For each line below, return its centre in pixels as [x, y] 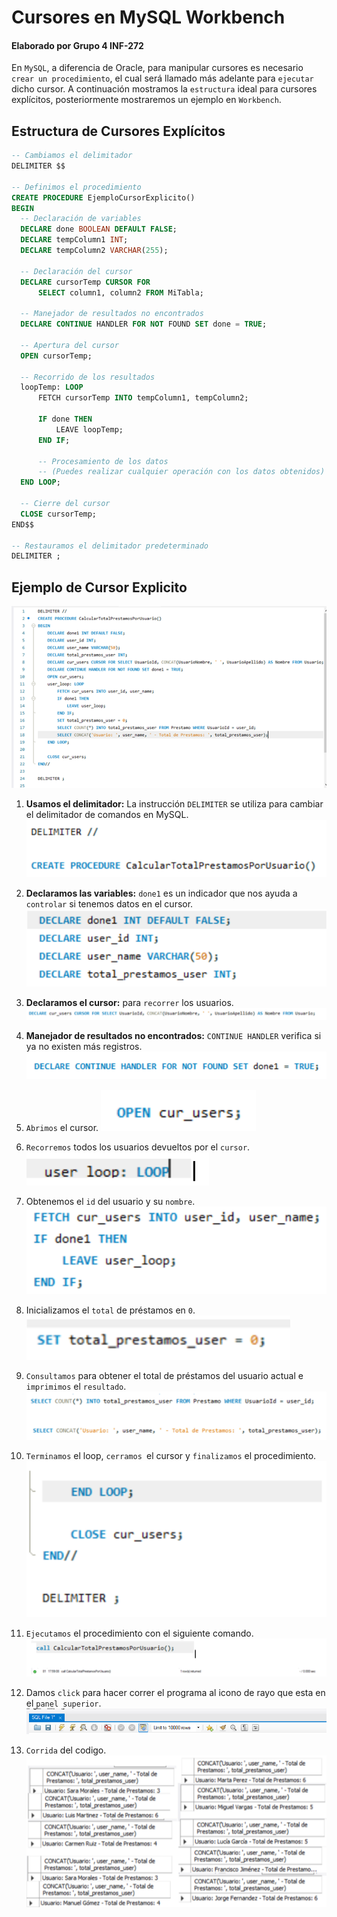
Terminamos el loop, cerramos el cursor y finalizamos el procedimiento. [171, 1456]
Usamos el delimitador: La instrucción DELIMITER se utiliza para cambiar [174, 804]
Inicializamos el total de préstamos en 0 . [110, 1310]
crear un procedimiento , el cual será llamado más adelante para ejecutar [162, 78]
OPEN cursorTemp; [56, 356]
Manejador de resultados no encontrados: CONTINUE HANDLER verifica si [173, 1035]
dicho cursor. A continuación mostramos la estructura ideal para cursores [164, 89]
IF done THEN [65, 419]
